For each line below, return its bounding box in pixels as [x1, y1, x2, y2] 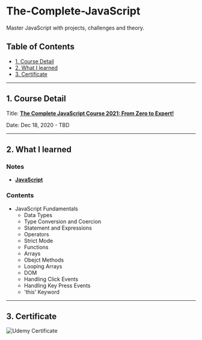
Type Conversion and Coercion [23, 218, 101, 225]
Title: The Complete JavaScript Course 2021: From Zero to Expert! [6, 110, 174, 117]
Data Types [23, 211, 53, 218]
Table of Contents [6, 42, 75, 52]
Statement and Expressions [23, 224, 92, 231]
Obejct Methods [23, 256, 64, 263]
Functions [23, 243, 49, 251]
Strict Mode [23, 237, 54, 244]
